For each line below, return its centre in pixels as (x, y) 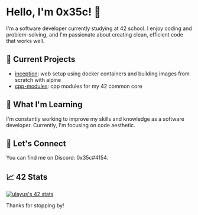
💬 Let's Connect (36, 143)
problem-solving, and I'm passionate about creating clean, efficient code (95, 34)
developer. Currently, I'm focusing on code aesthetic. (71, 125)
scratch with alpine (38, 80)
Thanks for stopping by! (35, 206)
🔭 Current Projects (41, 59)
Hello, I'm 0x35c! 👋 (54, 12)
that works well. (25, 41)
